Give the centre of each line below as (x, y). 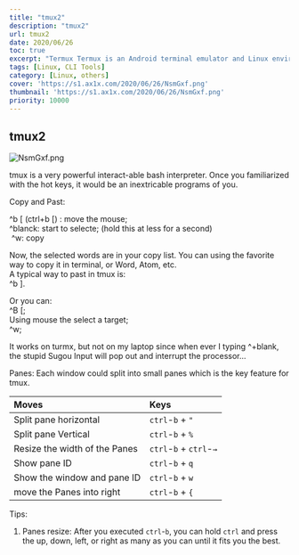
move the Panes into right (67, 493)
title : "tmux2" (37, 17)
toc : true (28, 51)
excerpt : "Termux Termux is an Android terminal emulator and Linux (139, 59)
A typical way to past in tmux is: (68, 274)
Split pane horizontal (57, 420)
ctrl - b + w (172, 477)
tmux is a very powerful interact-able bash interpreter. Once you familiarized (149, 175)
